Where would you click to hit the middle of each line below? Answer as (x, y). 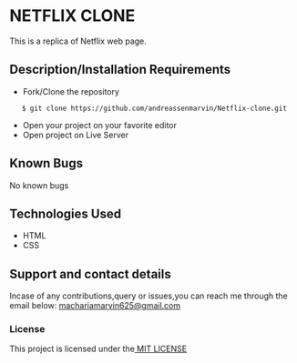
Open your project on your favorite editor (100, 125)
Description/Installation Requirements (120, 70)
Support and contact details (90, 274)
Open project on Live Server (76, 135)
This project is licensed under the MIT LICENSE (98, 349)
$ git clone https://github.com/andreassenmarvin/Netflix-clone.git (154, 108)
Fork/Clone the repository (71, 91)
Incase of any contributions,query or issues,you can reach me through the (149, 296)
